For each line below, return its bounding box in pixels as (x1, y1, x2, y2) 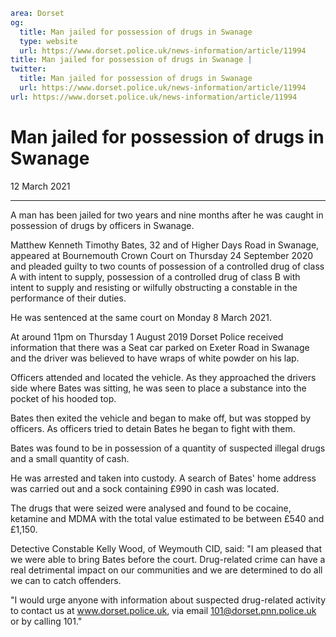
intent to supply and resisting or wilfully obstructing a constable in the (10, 281, 298, 293)
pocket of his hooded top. (10, 392, 117, 404)
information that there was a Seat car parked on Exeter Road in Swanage (10, 341, 310, 353)
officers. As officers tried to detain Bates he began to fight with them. (10, 422, 296, 434)
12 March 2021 (10, 180, 71, 192)
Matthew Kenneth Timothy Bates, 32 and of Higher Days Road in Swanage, (10, 239, 320, 251)
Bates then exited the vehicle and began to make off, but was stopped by (10, 412, 312, 424)
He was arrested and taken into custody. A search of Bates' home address (10, 472, 317, 484)
